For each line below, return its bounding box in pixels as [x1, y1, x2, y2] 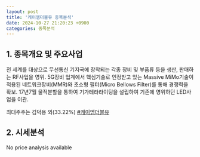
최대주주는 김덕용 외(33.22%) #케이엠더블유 [6, 109, 109, 116]
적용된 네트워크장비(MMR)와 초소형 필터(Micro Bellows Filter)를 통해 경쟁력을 [6, 81, 189, 88]
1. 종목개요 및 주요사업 [6, 49, 83, 59]
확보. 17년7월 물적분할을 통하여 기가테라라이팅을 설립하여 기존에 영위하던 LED [6, 88, 187, 96]
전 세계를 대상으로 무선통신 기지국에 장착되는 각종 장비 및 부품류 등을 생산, [6, 66, 178, 73]
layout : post [6, 8, 39, 15]
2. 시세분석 [6, 128, 45, 138]
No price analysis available [6, 144, 72, 151]
